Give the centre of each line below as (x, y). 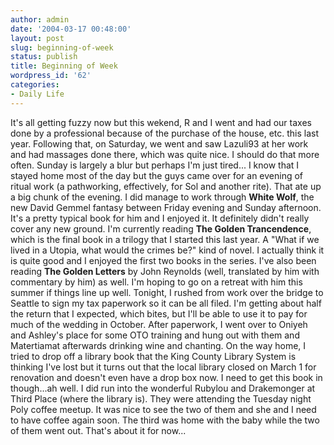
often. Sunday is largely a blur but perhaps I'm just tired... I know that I (155, 165)
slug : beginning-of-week (62, 47)
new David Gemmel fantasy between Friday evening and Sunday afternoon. (166, 207)
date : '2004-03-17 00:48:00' (71, 29)
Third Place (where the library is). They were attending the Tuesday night (161, 398)
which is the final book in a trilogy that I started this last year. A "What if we (165, 239)
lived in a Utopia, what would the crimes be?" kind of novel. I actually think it (167, 250)
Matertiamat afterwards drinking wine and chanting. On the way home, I (158, 345)
